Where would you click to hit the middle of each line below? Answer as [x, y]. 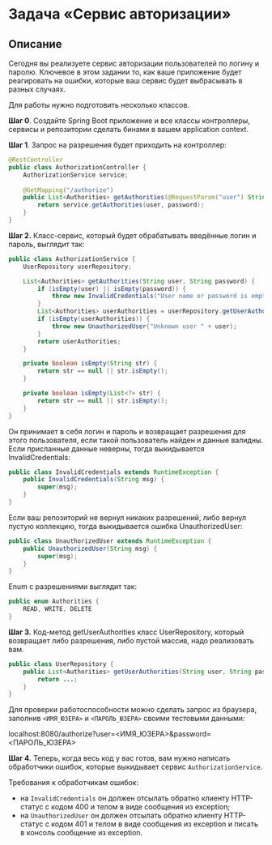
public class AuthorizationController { [78, 167]
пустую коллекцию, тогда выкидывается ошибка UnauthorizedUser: [125, 526]
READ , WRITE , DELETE [57, 609]
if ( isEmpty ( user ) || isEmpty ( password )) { [112, 288]
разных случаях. [37, 89]
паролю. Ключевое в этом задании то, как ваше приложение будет [125, 72]
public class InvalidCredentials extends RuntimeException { [114, 472]
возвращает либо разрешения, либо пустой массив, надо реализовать [131, 640]
